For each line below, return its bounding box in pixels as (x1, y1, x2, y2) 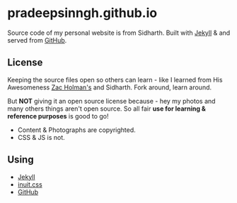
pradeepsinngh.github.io (7, 5, 158, 21)
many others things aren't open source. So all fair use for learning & (7, 104, 207, 113)
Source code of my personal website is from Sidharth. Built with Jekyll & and (7, 28, 231, 37)
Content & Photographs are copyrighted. (17, 126, 136, 134)
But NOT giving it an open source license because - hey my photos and (7, 97, 216, 105)
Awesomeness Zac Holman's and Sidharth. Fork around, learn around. (7, 83, 212, 92)
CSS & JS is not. (17, 133, 65, 141)
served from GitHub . (7, 35, 67, 44)
